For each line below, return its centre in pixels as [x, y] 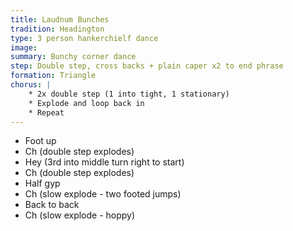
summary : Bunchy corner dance [73, 57]
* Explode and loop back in [86, 103]
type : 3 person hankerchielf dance [84, 38]
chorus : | [31, 85]
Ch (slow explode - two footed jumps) [103, 194]
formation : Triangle [53, 76]
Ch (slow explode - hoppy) [80, 215]
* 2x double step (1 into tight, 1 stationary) [129, 94]
